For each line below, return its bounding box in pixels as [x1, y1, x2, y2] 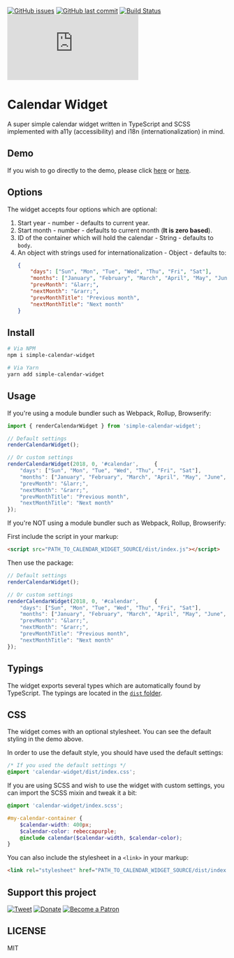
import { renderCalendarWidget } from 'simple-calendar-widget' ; [7, 422, 201, 430]
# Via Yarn [7, 365, 39, 372]
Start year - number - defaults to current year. [17, 218, 150, 227]
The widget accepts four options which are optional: [7, 205, 158, 213]
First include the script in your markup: [7, 533, 119, 541]
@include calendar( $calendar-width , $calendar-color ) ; [20, 834, 183, 841]
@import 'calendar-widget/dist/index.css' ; [7, 768, 136, 776]
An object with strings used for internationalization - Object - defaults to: [17, 248, 227, 257]
